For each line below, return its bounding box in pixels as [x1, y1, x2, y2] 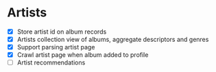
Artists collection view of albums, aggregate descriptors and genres [16, 36, 209, 43]
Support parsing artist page [16, 43, 95, 51]
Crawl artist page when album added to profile [16, 51, 149, 59]
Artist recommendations [16, 58, 86, 67]
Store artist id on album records [16, 27, 107, 36]
